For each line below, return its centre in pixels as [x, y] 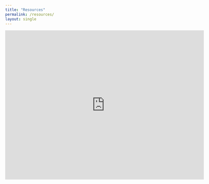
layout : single [21, 19]
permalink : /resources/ [30, 14]
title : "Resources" [25, 10]
